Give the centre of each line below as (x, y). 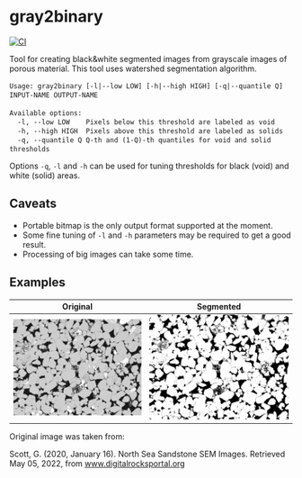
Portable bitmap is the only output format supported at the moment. (147, 225)
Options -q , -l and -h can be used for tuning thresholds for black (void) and (149, 166)
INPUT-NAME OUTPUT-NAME (54, 95)
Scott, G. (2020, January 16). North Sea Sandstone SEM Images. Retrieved (147, 454)
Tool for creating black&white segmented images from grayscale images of (148, 59)
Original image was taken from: (67, 436)
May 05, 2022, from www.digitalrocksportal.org (98, 463)
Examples (37, 282)
